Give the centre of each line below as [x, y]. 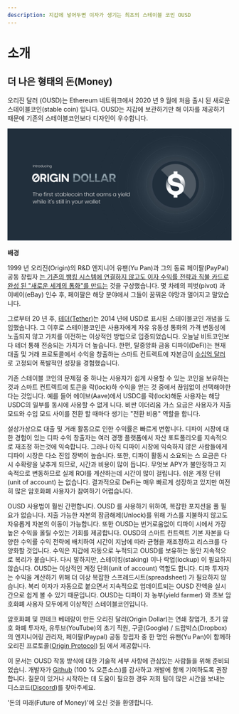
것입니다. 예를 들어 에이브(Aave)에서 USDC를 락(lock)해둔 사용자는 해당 [120, 395]
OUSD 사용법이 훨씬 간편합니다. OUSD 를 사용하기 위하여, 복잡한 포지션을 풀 [113, 506]
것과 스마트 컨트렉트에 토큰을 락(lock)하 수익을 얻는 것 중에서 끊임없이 [104, 387]
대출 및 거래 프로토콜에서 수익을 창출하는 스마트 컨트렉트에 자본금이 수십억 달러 [117, 354]
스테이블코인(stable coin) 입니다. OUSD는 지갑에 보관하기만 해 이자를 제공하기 [116, 109]
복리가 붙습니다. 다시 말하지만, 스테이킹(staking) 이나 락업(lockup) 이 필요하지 [123, 559]
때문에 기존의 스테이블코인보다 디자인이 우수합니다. [78, 118]
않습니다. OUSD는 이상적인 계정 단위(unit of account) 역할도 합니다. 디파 [109, 568]
